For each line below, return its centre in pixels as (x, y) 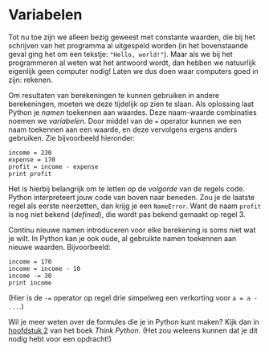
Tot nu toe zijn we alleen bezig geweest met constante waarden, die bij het (132, 37)
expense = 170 (32, 160)
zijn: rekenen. (31, 80)
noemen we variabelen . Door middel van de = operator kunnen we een (125, 121)
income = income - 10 (45, 268)
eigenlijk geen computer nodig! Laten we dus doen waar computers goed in (133, 71)
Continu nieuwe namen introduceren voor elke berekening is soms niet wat (132, 230)
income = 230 (30, 153)
